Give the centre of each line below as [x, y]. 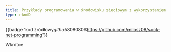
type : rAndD [18, 15]
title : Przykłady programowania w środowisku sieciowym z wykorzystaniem [86, 10]
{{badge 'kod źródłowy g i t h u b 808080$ [46, 29]
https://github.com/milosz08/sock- [123, 29]
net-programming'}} [26, 35]
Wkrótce [14, 44]
